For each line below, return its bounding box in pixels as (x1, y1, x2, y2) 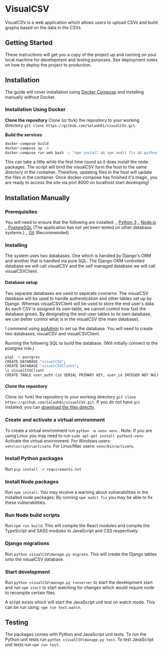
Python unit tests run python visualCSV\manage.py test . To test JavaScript (5, 636, 154, 642)
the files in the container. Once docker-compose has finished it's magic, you (5, 174, 158, 180)
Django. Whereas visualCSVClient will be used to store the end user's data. (5, 300, 155, 307)
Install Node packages (5, 478, 59, 485)
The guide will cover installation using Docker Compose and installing (5, 89, 144, 95)
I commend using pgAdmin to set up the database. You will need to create (5, 326, 153, 331)
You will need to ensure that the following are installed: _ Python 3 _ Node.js (5, 220, 156, 225)
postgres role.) (5, 345, 35, 351)
